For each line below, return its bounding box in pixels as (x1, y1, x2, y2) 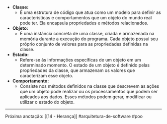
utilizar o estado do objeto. (19, 99, 75, 105)
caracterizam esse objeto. (19, 73, 74, 78)
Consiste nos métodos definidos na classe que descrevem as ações (19, 83, 160, 89)
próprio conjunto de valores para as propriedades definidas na (19, 41, 148, 47)
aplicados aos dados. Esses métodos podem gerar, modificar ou (19, 94, 152, 100)
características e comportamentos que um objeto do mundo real (19, 15, 152, 20)
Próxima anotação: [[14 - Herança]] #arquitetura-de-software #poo (5, 114, 143, 119)
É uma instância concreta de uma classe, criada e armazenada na (19, 31, 155, 36)
